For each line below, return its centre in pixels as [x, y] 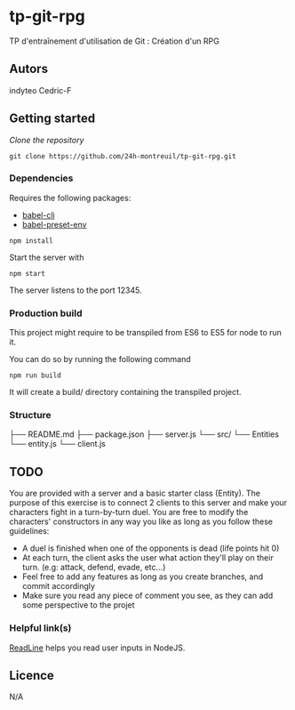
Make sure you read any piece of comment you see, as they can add [147, 596]
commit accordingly [59, 586]
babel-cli [38, 214]
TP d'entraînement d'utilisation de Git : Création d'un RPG [114, 41]
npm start [28, 273]
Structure [30, 416]
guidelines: [29, 531]
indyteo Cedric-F [40, 90]
